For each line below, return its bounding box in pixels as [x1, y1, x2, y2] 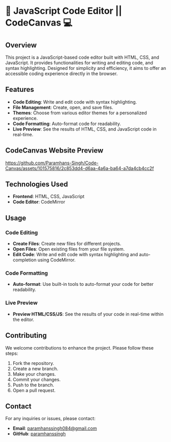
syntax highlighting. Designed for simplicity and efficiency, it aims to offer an [5, 65, 166, 71]
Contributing [5, 331, 47, 340]
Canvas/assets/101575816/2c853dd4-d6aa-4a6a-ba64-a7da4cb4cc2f [5, 165, 154, 171]
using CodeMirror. [37, 257, 76, 263]
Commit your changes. [12, 376, 61, 382]
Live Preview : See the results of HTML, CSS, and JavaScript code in [12, 126, 157, 132]
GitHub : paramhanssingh [12, 431, 66, 437]
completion [12, 257, 37, 263]
